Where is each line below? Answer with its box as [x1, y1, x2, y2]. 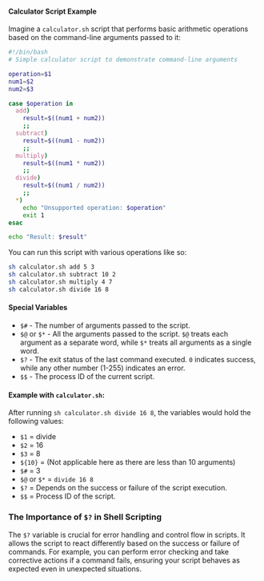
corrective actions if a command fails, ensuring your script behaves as [8, 555, 240, 565]
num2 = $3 [8, 85, 34, 93]
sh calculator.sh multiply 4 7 [8, 278, 113, 286]
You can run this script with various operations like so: [8, 248, 187, 257]
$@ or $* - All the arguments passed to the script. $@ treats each [19, 329, 229, 339]
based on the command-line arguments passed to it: [8, 33, 182, 42]
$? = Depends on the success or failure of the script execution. [19, 483, 228, 493]
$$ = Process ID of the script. [19, 491, 116, 501]
